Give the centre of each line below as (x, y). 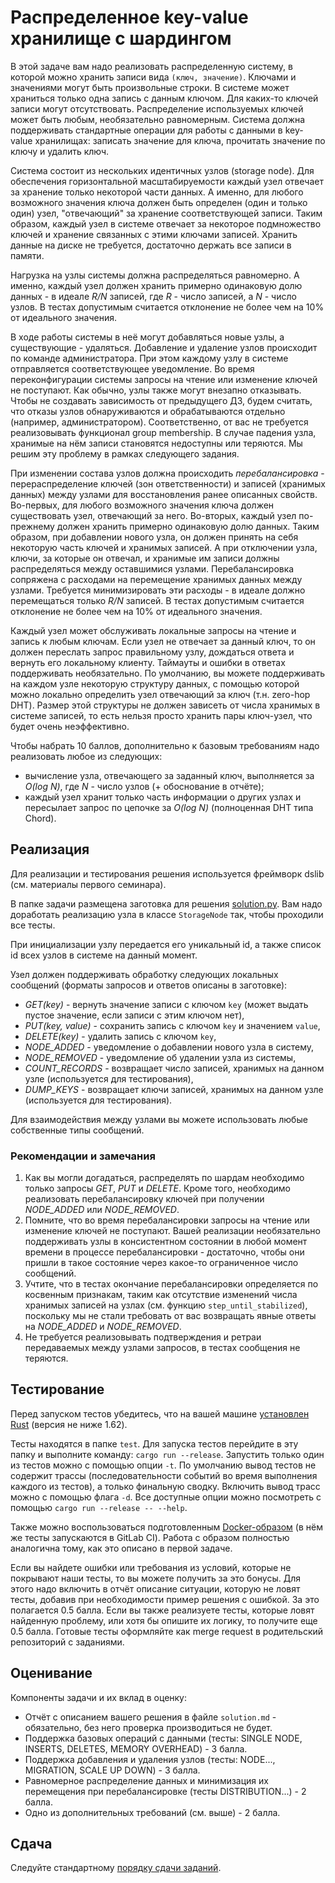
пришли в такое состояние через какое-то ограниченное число (161, 1263)
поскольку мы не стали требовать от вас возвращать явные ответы (170, 1316)
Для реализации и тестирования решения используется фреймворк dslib (167, 873)
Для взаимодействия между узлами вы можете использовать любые (159, 1119)
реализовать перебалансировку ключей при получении (144, 1199)
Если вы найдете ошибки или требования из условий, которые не (151, 1567)
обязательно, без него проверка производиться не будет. (148, 1727)
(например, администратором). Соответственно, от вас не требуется (159, 422)
